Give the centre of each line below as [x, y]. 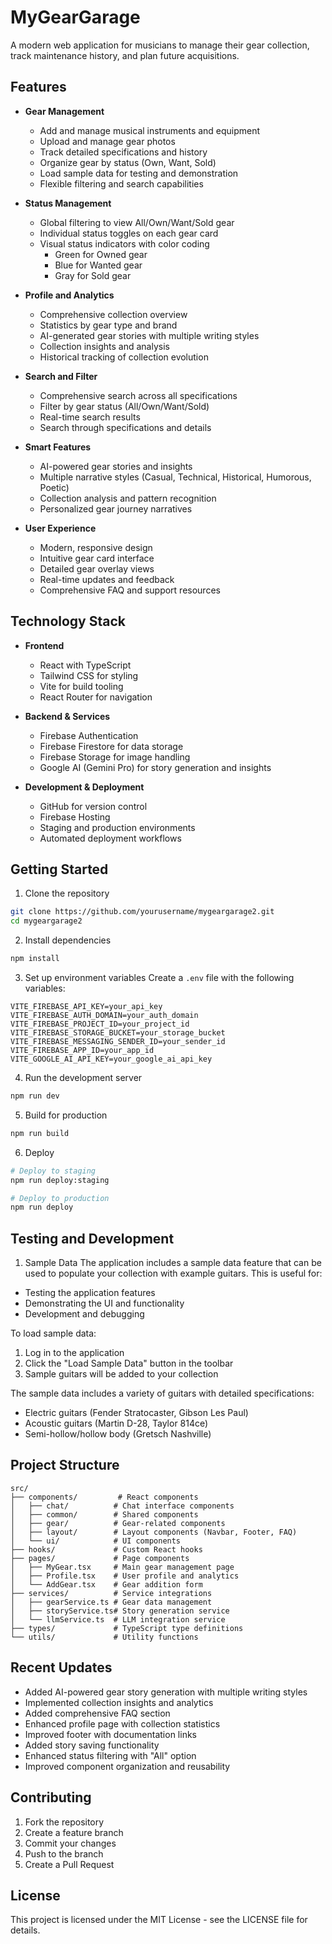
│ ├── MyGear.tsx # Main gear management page [122, 1567]
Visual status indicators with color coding [124, 243]
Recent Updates [61, 1667]
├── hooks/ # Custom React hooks [106, 1549]
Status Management [68, 203]
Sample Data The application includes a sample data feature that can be [173, 1263]
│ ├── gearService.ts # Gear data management [111, 1602]
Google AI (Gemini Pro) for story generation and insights [155, 767]
